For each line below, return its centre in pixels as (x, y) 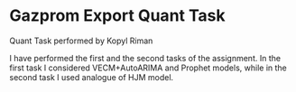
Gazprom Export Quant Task (117, 16)
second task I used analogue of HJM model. (92, 77)
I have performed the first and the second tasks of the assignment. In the (145, 58)
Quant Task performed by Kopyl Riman (81, 41)
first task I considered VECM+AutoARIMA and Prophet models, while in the (148, 68)
